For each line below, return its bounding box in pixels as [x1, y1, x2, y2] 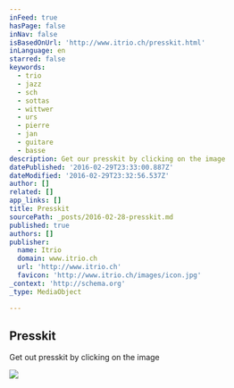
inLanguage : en [9, 46, 66, 55]
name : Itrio [17, 246, 63, 255]
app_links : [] [9, 196, 63, 206]
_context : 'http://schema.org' [9, 279, 126, 288]
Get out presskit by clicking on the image [9, 352, 161, 363]
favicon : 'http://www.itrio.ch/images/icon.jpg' [17, 271, 202, 280]
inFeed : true [9, 13, 58, 22]
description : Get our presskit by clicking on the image [9, 154, 226, 164]
